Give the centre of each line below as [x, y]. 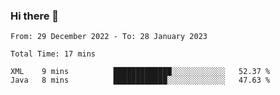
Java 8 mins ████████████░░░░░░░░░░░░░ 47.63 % [140, 80]
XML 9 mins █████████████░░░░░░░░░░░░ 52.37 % [140, 72]
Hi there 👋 [35, 16]
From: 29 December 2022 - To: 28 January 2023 [109, 37]
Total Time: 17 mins [53, 54]
